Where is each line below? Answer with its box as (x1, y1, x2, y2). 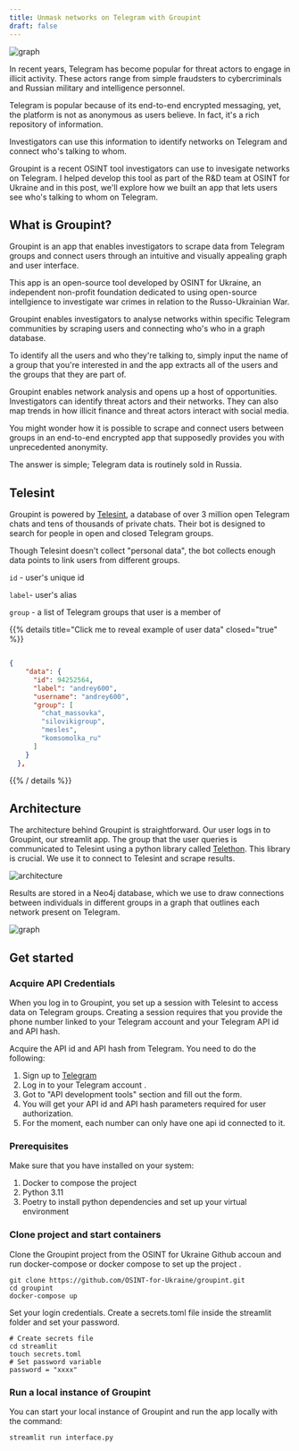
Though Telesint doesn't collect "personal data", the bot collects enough (9, 545, 276, 556)
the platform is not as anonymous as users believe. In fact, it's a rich (9, 109, 261, 120)
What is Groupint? (9, 217, 112, 233)
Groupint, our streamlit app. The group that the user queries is (9, 834, 238, 845)
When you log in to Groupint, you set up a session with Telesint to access (9, 997, 278, 1008)
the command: (9, 1415, 62, 1426)
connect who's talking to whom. (9, 145, 128, 157)
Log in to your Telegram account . (21, 1080, 147, 1090)
